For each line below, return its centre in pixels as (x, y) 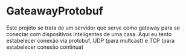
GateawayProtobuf (55, 11)
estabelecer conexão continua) (45, 47)
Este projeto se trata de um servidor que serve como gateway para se (93, 28)
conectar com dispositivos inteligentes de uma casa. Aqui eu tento (89, 34)
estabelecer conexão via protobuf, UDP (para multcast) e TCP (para (91, 40)
